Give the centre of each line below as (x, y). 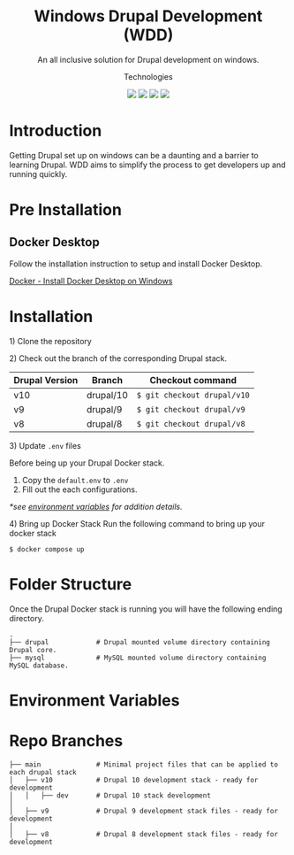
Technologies (148, 76)
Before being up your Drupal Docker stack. (87, 463)
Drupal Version (46, 380)
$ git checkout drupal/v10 (193, 395)
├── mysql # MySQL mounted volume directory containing (138, 658)
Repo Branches (66, 741)
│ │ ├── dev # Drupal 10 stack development (110, 795)
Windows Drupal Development (148, 16)
